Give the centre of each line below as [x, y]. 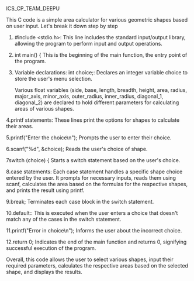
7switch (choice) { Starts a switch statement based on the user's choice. [93, 160]
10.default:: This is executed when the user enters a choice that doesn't [92, 213]
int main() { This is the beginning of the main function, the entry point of [101, 55]
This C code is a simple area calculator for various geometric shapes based [97, 20]
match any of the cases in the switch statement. [64, 219]
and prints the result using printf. [45, 190]
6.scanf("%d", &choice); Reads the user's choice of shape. [77, 149]
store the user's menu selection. [53, 79]
